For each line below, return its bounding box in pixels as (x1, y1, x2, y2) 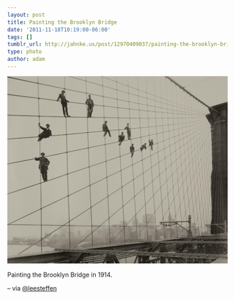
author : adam (7, 56, 45, 63)
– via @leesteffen (7, 284, 57, 292)
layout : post (7, 11, 45, 18)
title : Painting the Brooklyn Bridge (7, 18, 117, 26)
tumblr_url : (7, 41, 42, 48)
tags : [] (7, 34, 33, 41)
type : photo (7, 48, 42, 55)
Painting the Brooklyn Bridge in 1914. (7, 270, 113, 279)
